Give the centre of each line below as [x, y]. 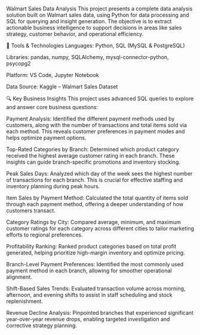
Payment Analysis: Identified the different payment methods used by [90, 119]
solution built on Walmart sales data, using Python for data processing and [98, 15]
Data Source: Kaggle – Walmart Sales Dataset [62, 87]
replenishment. [24, 301]
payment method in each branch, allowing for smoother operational [89, 271]
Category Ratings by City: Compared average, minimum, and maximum [93, 222]
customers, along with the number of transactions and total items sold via [96, 125]
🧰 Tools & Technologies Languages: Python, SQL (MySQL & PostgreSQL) [96, 45]
